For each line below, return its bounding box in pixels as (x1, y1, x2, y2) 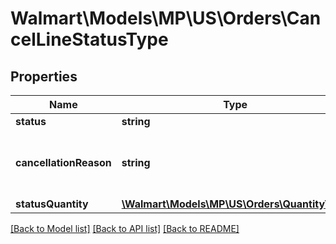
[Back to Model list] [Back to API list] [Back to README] (10, 223, 240, 234)
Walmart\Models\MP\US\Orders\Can (10, 7, 322, 30)
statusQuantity (15, 197, 89, 211)
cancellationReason (15, 156, 112, 169)
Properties (10, 68, 78, 85)
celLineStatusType (10, 28, 169, 51)
